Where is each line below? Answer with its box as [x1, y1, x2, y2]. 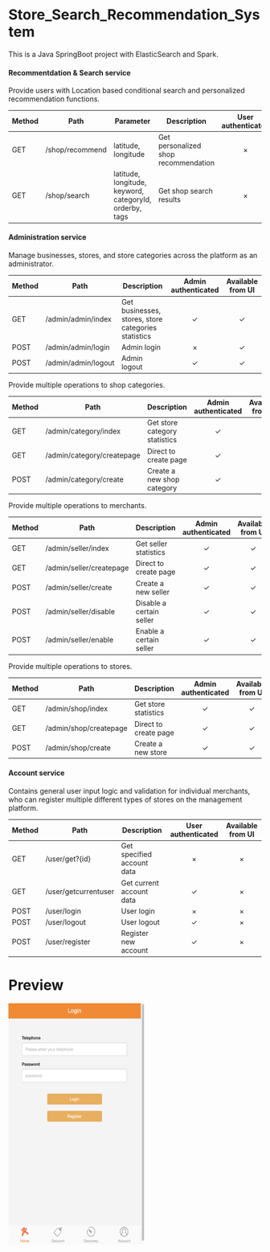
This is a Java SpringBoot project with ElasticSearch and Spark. [8, 49, 219, 59]
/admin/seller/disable [45, 606, 115, 616]
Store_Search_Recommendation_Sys [8, 6, 260, 24]
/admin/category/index [45, 426, 121, 436]
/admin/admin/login [45, 342, 110, 351]
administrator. [8, 259, 55, 269]
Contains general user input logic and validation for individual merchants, [8, 786, 251, 795]
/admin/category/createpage [45, 450, 141, 460]
